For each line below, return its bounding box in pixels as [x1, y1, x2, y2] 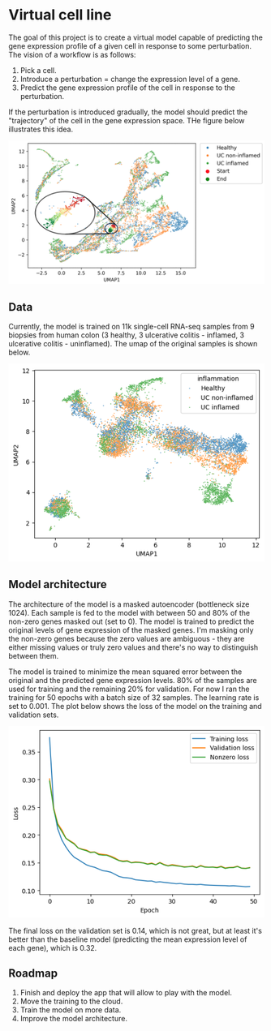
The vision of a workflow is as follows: [8, 49, 136, 59]
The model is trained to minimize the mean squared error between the [8, 667, 243, 677]
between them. [8, 651, 59, 660]
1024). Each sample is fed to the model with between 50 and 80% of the [8, 608, 250, 617]
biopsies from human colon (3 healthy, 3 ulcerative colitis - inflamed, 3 [8, 330, 245, 340]
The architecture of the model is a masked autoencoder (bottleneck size [8, 599, 250, 609]
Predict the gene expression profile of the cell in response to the [19, 83, 235, 92]
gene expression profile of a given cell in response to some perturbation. [8, 41, 252, 50]
